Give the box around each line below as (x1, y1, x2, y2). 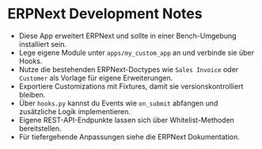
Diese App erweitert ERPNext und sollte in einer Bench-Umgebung (18, 31, 237, 40)
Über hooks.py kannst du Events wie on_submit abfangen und (18, 98, 218, 108)
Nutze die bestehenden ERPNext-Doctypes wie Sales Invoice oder (18, 64, 239, 74)
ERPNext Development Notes (7, 5, 203, 23)
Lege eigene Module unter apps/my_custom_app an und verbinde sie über (18, 48, 255, 57)
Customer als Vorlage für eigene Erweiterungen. (18, 73, 173, 82)
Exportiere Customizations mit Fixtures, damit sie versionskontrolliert (18, 81, 244, 91)
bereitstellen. (18, 124, 62, 133)
